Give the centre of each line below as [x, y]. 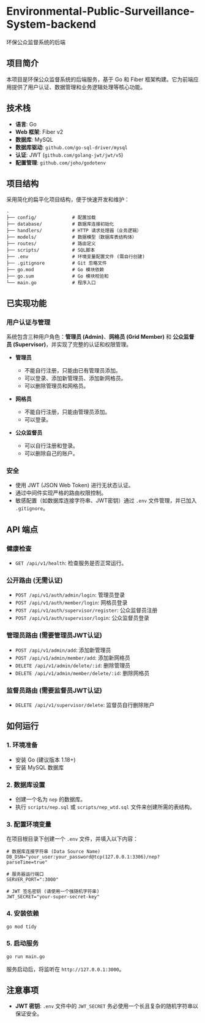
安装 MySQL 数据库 [39, 767]
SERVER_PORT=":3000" [33, 880]
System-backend [51, 24]
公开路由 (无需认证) [35, 580]
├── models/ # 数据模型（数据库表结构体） [72, 237]
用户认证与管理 [28, 322]
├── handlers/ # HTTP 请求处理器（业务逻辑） [74, 231]
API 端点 [22, 529]
